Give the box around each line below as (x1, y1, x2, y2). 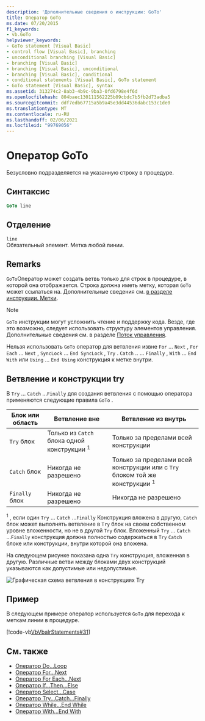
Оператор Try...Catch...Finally (15, 695, 91, 702)
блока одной (47, 437, 85, 445)
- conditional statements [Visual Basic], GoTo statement (6, 77, 157, 83)
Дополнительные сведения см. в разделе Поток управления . (6, 331, 167, 339)
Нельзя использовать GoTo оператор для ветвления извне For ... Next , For (6, 343, 198, 350)
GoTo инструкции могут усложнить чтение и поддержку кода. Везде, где (6, 318, 195, 325)
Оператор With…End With (15, 708, 82, 715)
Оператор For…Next (15, 669, 67, 676)
